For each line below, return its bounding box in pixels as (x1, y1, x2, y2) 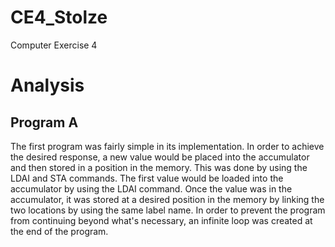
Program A (10, 114, 79, 131)
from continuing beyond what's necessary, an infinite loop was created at (10, 214, 313, 226)
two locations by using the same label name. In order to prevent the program (10, 204, 326, 216)
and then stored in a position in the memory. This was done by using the (10, 161, 308, 173)
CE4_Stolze (10, 6, 108, 29)
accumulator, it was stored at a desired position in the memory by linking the (10, 193, 325, 205)
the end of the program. (10, 225, 109, 237)
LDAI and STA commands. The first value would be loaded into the (10, 172, 284, 184)
